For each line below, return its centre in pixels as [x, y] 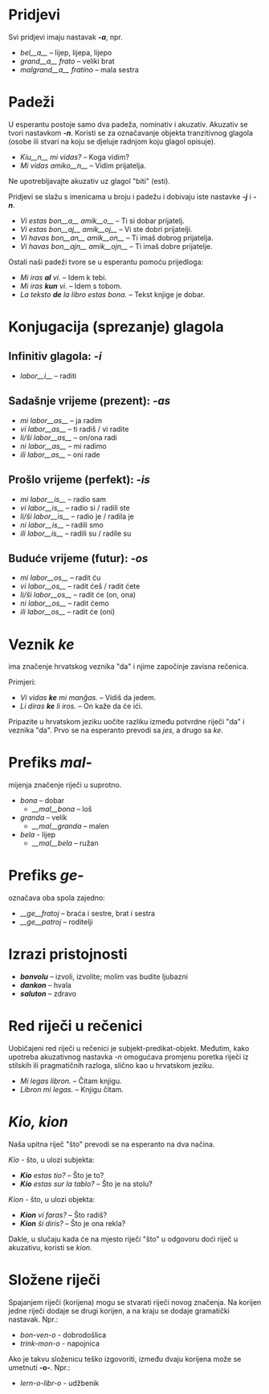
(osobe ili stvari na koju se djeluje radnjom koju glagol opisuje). [112, 141]
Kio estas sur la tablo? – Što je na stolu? [86, 1184]
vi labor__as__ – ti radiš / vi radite [74, 429]
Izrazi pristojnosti [68, 954]
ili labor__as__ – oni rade [60, 454]
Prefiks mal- [50, 762]
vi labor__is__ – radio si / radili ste [75, 507]
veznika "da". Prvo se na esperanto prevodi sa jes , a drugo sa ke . [116, 730]
